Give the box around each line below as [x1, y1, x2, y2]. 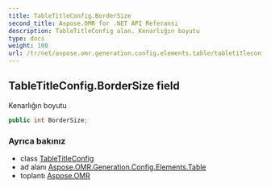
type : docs [8, 34, 45, 43]
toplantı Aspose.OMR [19, 170, 90, 180]
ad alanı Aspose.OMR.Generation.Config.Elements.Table [19, 162, 207, 172]
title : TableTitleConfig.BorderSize [8, 11, 131, 20]
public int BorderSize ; [8, 116, 89, 124]
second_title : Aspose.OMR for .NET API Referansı [8, 19, 179, 27]
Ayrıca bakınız [8, 135, 66, 146]
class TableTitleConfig [19, 153, 94, 163]
